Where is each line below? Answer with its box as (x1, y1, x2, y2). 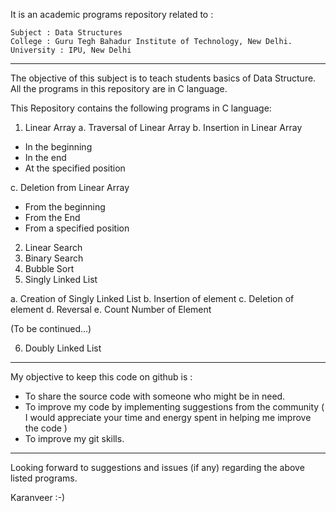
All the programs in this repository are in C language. (10, 83, 228, 94)
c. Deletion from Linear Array (10, 182, 130, 193)
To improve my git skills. (24, 433, 125, 444)
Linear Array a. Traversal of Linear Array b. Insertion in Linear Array (24, 122, 303, 133)
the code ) (24, 422, 68, 434)
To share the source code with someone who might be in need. (24, 390, 286, 402)
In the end (24, 152, 67, 163)
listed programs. (10, 472, 78, 484)
